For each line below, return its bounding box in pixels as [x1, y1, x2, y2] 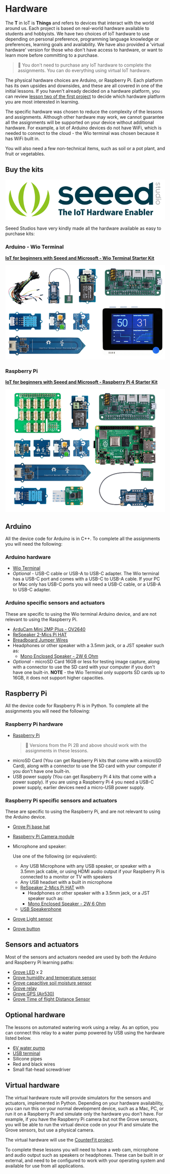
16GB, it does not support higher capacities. [12, 674, 105, 681]
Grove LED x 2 [12, 969, 43, 975]
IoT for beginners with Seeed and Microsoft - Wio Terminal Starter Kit [5, 255, 155, 261]
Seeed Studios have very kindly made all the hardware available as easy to [5, 225, 161, 231]
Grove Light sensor [12, 916, 53, 922]
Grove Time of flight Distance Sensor [12, 996, 90, 1002]
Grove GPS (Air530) [12, 990, 54, 997]
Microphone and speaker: [12, 843, 67, 849]
